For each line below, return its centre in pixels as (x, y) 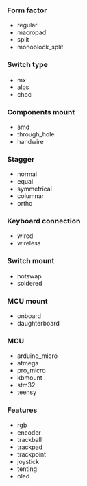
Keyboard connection (44, 221)
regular (27, 25)
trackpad (30, 447)
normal (27, 174)
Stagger (21, 159)
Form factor (27, 10)
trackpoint (32, 454)
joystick (28, 461)
